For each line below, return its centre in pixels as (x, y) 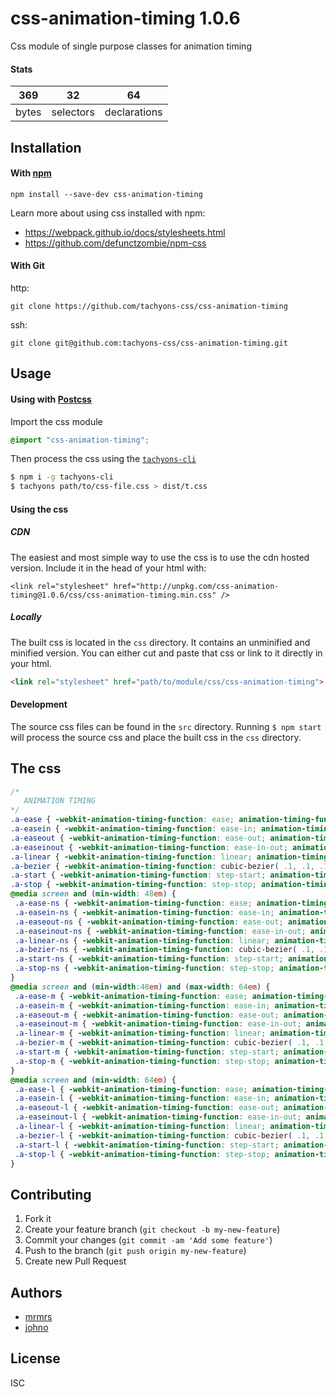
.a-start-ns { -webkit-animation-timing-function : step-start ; (149, 959)
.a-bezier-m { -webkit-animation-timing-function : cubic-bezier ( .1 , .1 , (171, 1043)
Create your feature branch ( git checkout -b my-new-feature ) (152, 1229)
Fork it (38, 1219)
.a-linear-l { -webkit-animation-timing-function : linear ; (140, 1127)
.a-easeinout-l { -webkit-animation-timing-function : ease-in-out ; (158, 1117)
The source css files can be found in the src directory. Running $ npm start (166, 726)
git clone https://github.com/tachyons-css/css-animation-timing (149, 306)
